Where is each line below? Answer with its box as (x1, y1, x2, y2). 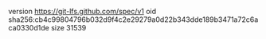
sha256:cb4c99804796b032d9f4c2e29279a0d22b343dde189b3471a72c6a (8, 15, 259, 24)
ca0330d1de (8, 23, 49, 32)
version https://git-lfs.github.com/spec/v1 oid (8, 7, 157, 16)
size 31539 (50, 23, 87, 32)
